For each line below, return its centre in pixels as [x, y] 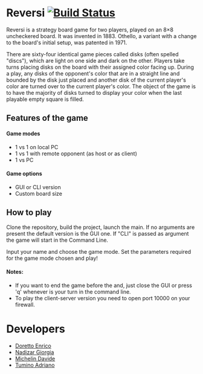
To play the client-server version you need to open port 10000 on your [102, 298]
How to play [29, 212]
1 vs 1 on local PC [37, 147]
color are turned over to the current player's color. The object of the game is [101, 86]
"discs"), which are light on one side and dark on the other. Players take [95, 60]
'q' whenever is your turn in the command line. [73, 292]
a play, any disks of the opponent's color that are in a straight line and [93, 73]
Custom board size [38, 193]
